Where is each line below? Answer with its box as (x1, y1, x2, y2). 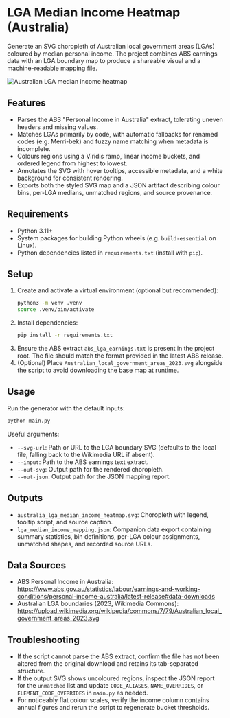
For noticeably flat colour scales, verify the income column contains (16, 696, 209, 704)
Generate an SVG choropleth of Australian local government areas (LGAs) (7, 42, 215, 50)
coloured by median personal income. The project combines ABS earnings (7, 49, 218, 58)
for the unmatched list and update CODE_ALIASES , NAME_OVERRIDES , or (16, 682, 204, 690)
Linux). (16, 241, 37, 249)
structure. (16, 667, 45, 675)
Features (7, 97, 46, 109)
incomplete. (16, 144, 51, 152)
